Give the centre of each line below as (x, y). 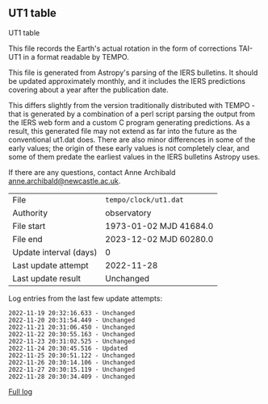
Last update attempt (50, 265)
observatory (128, 213)
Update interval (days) (55, 252)
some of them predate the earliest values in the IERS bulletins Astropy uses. (134, 156)
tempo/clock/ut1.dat (144, 200)
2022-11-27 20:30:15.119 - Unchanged (72, 369)
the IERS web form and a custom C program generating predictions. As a (129, 122)
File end (27, 239)
